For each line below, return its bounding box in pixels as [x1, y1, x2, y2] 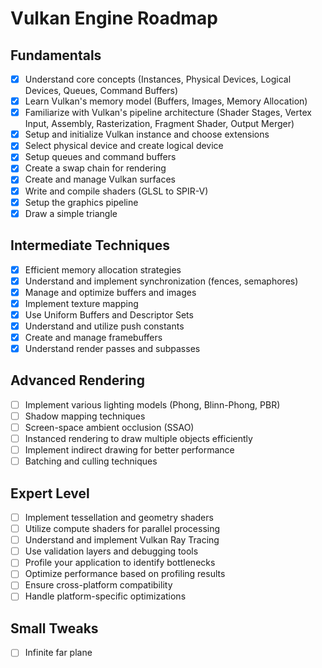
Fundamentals [10, 47, 102, 64]
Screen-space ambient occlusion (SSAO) [24, 421, 195, 433]
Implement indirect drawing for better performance [24, 444, 235, 456]
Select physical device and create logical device [24, 140, 224, 152]
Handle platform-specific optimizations [24, 590, 187, 602]
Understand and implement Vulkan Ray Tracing [24, 534, 220, 546]
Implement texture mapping [24, 297, 139, 309]
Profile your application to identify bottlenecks [24, 557, 216, 569]
